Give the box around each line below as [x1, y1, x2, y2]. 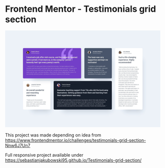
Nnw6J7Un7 [5, 142, 31, 148]
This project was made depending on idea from [5, 132, 101, 138]
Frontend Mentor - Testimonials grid [5, 3, 156, 15]
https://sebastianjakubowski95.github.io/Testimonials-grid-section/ [5, 157, 142, 163]
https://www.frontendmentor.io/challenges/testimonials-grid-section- [5, 137, 146, 143]
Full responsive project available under [5, 152, 84, 158]
